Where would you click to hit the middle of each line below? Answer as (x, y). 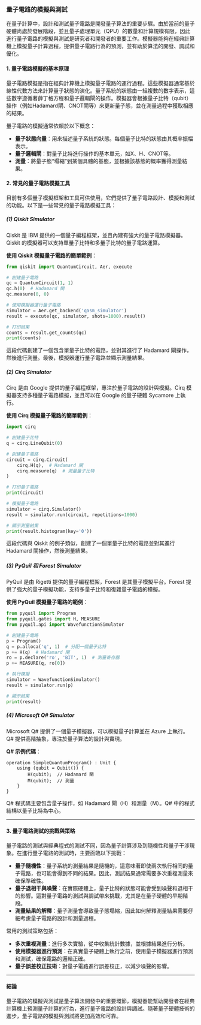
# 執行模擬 (18, 674)
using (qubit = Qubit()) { (51, 768)
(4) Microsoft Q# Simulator (40, 715)
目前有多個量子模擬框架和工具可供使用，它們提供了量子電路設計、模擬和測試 (100, 198)
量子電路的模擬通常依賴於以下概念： (51, 126)
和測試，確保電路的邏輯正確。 (51, 958)
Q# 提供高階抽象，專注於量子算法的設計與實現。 (66, 738)
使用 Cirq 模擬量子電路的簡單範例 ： (49, 415)
